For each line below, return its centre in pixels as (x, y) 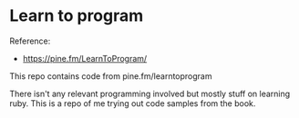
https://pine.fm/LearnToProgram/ (85, 58)
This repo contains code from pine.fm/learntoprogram (111, 76)
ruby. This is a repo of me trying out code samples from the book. (133, 103)
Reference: (30, 41)
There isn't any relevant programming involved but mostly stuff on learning (150, 93)
